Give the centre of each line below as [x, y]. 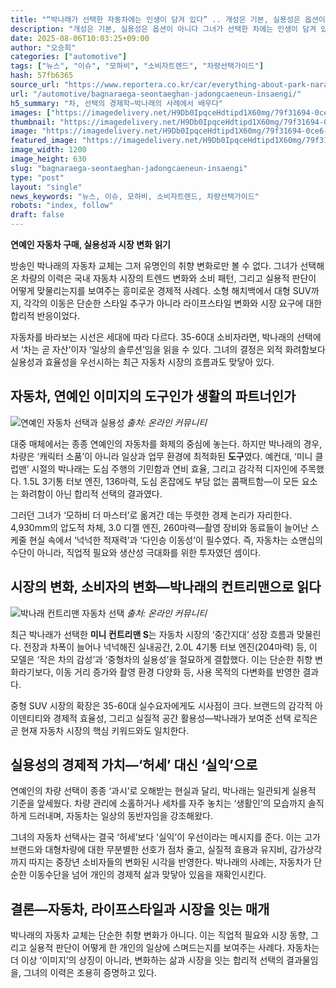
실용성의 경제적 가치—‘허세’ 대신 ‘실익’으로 [134, 765]
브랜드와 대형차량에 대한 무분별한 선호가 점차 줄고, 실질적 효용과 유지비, [149, 850]
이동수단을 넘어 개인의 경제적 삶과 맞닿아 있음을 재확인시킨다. [147, 875]
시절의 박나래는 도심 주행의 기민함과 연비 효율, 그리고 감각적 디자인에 [164, 468]
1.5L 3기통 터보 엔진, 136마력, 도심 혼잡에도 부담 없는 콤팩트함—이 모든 [161, 481]
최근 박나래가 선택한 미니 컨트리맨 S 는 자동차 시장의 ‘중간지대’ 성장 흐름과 [152, 634]
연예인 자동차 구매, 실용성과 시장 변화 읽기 [90, 244]
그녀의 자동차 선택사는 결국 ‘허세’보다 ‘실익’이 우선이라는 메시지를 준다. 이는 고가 [165, 837]
